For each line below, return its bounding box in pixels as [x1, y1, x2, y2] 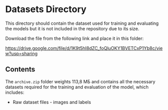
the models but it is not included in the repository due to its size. [5, 25, 140, 31]
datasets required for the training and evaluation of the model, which [5, 84, 149, 90]
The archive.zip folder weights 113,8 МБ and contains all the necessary [5, 78, 156, 84]
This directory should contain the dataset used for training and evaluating [5, 20, 159, 26]
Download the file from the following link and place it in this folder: [5, 35, 144, 41]
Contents [5, 65, 36, 74]
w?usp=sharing [5, 50, 38, 57]
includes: [5, 89, 24, 95]
